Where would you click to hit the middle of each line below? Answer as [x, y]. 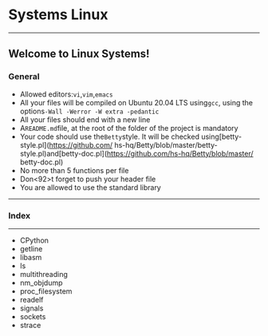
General [24, 77]
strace [30, 325]
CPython [34, 240]
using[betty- [221, 136]
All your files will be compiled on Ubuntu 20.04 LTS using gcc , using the [136, 102]
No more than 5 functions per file [74, 170]
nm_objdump [41, 283]
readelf [32, 299]
